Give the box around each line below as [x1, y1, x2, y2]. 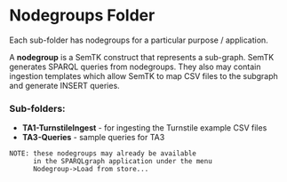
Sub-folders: [9, 102, 66, 115]
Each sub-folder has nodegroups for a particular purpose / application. [9, 35, 268, 45]
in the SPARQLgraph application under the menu [32, 157, 213, 166]
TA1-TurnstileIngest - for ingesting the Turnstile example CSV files [21, 123, 267, 133]
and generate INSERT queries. [9, 80, 120, 91]
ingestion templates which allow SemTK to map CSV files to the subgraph [9, 70, 278, 81]
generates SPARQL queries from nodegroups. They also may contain [9, 61, 261, 72]
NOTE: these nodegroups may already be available [9, 149, 197, 158]
